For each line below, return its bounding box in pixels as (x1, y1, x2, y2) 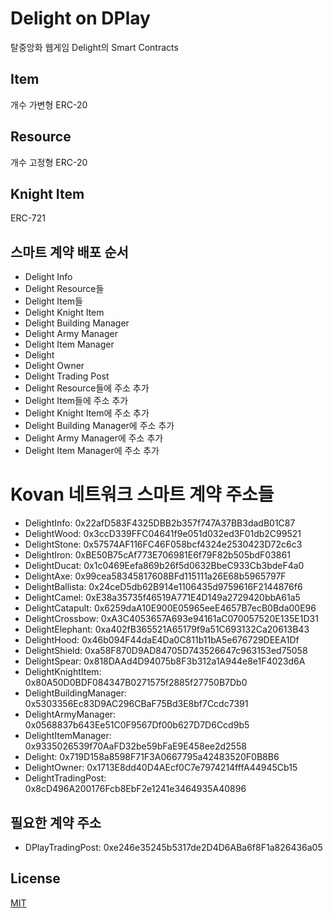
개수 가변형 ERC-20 (10, 98, 88, 111)
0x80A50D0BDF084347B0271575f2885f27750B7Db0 (24, 677, 248, 689)
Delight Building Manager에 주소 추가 (24, 420, 175, 432)
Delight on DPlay (10, 7, 151, 30)
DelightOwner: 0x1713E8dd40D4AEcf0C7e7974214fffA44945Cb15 (24, 762, 298, 774)
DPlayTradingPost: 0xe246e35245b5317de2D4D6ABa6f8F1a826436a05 (24, 841, 323, 853)
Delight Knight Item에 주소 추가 (24, 407, 150, 419)
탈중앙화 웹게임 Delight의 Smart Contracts (10, 41, 179, 53)
